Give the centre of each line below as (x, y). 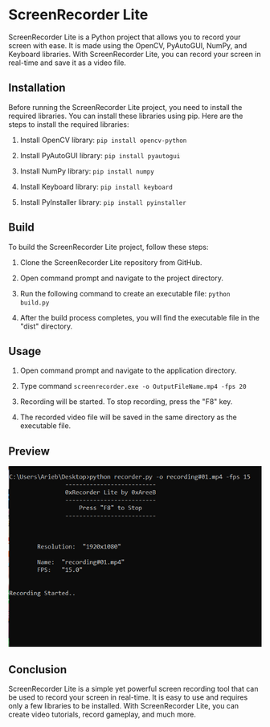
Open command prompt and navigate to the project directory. (121, 278)
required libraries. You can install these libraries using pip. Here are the (126, 116)
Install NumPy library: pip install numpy (87, 171)
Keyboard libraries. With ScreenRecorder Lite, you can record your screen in (135, 54)
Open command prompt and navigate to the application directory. (128, 370)
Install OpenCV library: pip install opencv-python (103, 140)
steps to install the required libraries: (69, 124)
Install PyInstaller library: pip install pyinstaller (103, 202)
